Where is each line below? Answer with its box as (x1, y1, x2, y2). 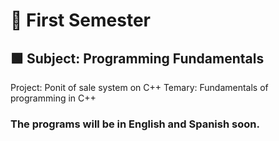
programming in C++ (10, 92, 97, 104)
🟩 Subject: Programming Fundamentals (10, 50, 265, 67)
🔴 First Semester (10, 9, 151, 32)
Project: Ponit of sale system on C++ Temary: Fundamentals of (10, 82, 269, 93)
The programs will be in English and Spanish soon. (10, 117, 260, 131)
